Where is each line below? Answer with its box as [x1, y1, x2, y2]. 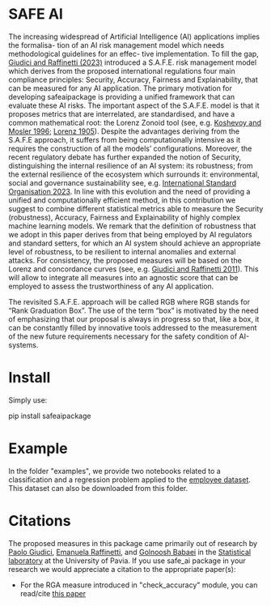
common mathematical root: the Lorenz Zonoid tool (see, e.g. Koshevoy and [8, 117, 261, 127]
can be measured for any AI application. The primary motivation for [8, 83, 233, 93]
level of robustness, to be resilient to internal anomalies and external [8, 246, 236, 256]
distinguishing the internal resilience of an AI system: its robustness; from [8, 160, 253, 170]
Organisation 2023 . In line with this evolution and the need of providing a [8, 186, 251, 196]
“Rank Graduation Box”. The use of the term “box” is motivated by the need [8, 305, 259, 315]
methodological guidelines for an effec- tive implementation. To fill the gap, [8, 49, 259, 58]
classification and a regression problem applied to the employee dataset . [8, 475, 251, 484]
